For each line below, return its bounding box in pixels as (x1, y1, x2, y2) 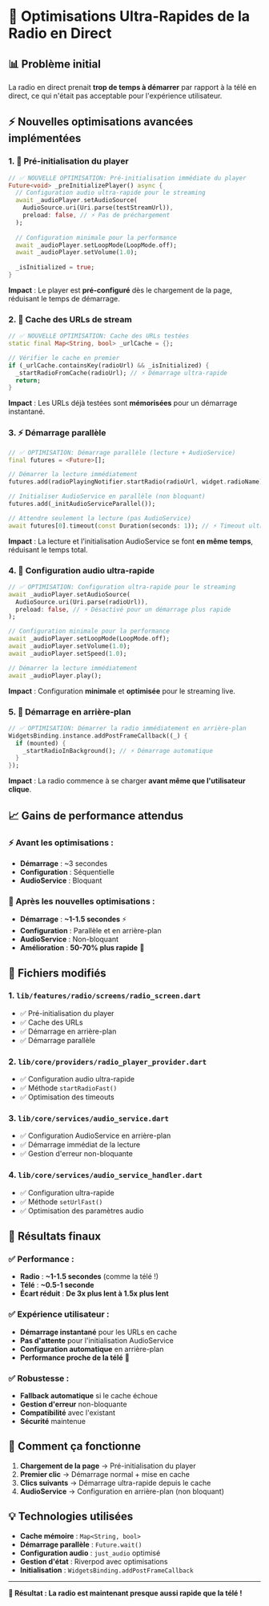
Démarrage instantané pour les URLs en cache (19, 1327, 178, 1337)
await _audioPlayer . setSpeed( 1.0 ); (8, 649, 127, 657)
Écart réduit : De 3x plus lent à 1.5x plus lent (19, 1288, 170, 1298)
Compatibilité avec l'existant (19, 1407, 116, 1418)
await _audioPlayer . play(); (8, 671, 102, 680)
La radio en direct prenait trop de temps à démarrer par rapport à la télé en (8, 83, 257, 91)
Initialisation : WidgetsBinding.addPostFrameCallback (19, 1565, 194, 1575)
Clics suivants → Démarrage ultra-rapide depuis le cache (19, 1478, 211, 1487)
